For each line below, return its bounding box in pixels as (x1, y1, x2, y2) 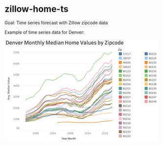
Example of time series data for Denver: (4, 29, 85, 35)
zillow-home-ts (4, 3, 69, 15)
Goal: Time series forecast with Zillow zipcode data (4, 20, 108, 26)
